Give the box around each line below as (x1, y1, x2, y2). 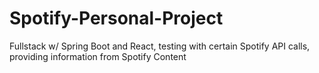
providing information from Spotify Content (9, 50, 187, 62)
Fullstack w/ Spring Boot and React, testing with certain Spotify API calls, (9, 40, 311, 52)
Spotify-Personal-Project (9, 7, 224, 30)
